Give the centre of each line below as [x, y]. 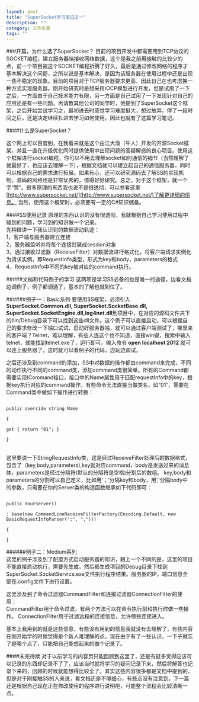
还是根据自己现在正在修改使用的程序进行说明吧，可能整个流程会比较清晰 [94, 686]
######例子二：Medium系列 [41, 552]
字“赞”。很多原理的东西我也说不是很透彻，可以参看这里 [73, 188]
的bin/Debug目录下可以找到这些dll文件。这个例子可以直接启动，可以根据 [94, 320]
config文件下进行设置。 [46, 582]
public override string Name [42, 409]
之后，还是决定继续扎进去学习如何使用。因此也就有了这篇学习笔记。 [94, 118]
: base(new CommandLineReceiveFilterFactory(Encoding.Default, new [91, 514]
